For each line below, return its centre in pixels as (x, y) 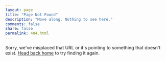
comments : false (22, 24)
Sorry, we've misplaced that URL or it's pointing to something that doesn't (83, 48)
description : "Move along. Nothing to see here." (59, 19)
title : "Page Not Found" (32, 15)
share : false (19, 29)
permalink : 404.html (27, 33)
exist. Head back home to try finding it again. (53, 53)
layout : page (19, 10)
